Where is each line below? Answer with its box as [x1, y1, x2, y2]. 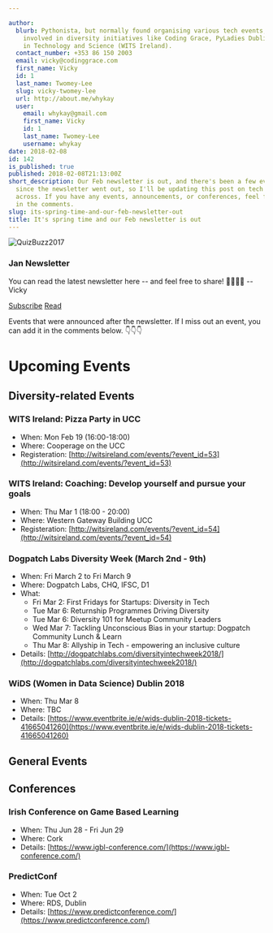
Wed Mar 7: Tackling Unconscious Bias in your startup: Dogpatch [32, 623, 250, 633]
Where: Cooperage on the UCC [19, 440, 126, 451]
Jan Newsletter [8, 257, 71, 269]
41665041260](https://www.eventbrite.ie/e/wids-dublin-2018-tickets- [19, 722, 253, 732]
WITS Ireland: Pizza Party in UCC [8, 413, 141, 425]
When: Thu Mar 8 [19, 696, 80, 706]
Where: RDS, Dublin [19, 898, 87, 908]
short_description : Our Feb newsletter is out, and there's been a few [8, 178, 256, 186]
